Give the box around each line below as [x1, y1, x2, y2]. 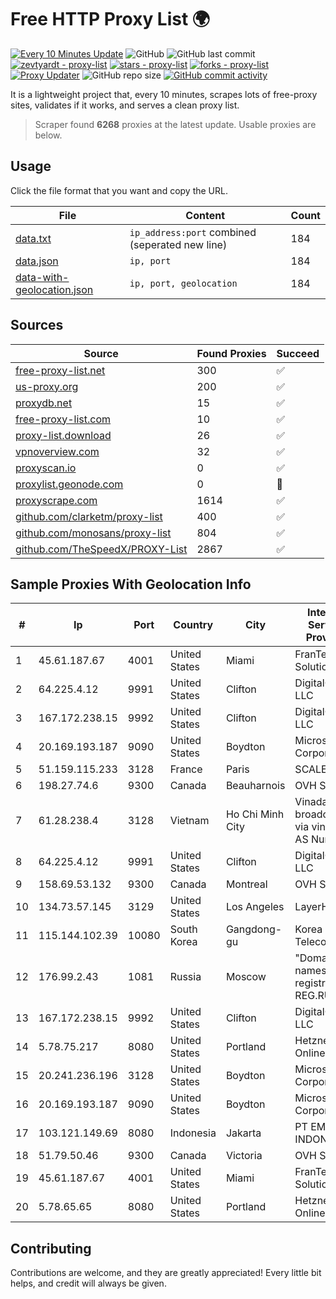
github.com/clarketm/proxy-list [15, 509, 163, 523]
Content [185, 208, 226, 222]
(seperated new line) [129, 237, 228, 251]
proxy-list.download [15, 428, 112, 442]
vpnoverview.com [15, 444, 100, 458]
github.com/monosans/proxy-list [15, 526, 172, 540]
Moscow [225, 970, 267, 984]
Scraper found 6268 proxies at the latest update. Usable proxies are [34, 118, 317, 130]
